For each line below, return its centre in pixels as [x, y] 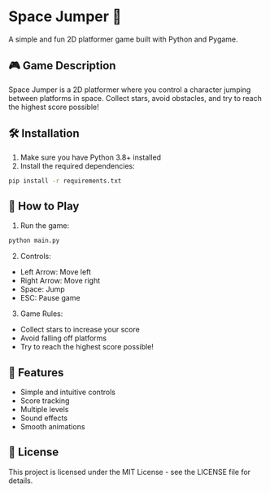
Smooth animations [52, 426]
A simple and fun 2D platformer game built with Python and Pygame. [123, 39]
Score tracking [45, 400]
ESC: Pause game [50, 298]
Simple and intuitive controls [68, 392]
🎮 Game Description [62, 66]
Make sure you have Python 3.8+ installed [90, 157]
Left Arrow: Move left [56, 272]
